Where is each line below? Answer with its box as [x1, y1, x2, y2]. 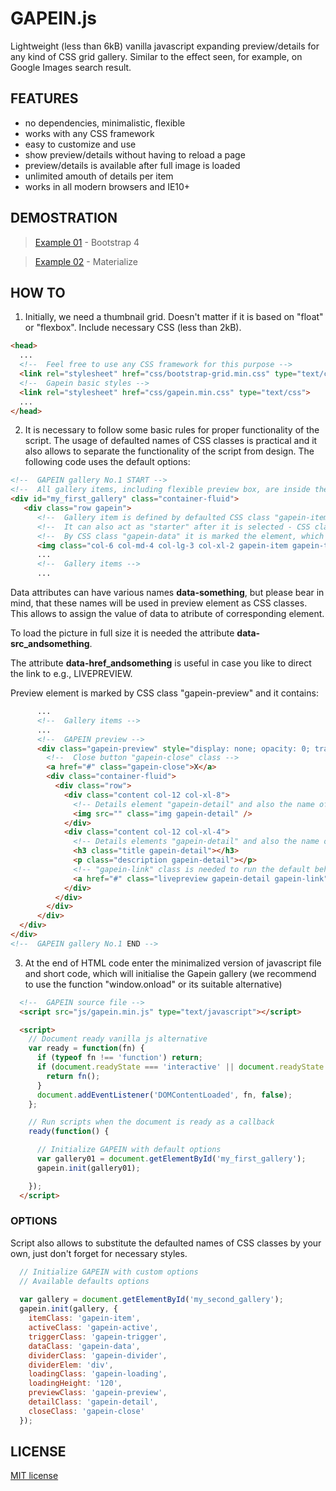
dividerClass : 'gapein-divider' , [28, 1350, 168, 1361]
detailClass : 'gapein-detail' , [28, 1397, 159, 1407]
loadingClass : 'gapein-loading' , [28, 1369, 168, 1379]
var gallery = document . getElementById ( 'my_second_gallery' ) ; [19, 1295, 284, 1305]
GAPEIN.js [10, 7, 98, 30]
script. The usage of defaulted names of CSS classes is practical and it [24, 435, 318, 447]
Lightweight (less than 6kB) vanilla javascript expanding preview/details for [10, 40, 320, 52]
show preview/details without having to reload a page [24, 148, 246, 161]
